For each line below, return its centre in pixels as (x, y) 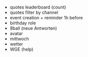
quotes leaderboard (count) (38, 7)
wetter (16, 44)
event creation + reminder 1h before (46, 18)
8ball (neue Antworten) (33, 28)
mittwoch (19, 39)
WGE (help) (22, 49)
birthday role (23, 23)
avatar (16, 33)
